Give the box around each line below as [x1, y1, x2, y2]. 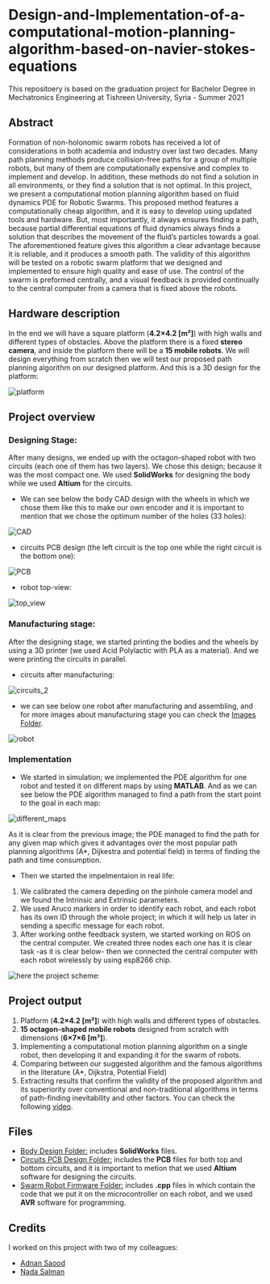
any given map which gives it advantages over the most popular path [8, 838, 238, 848]
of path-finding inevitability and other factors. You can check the [19, 1092, 235, 1102]
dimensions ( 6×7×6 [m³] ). [19, 1033, 108, 1042]
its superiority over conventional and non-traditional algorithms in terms [19, 1084, 259, 1094]
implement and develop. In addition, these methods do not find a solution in [8, 171, 260, 181]
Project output [8, 994, 82, 1008]
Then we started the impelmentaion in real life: [19, 870, 175, 880]
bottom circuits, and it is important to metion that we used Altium [19, 1164, 237, 1173]
